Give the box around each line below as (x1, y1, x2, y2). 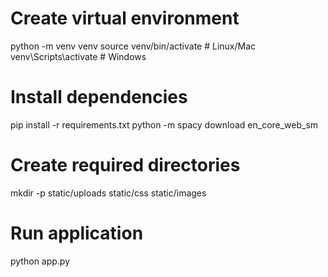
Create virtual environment (10, 7, 240, 30)
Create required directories (10, 154, 241, 177)
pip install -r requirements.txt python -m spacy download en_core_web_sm (10, 118, 319, 131)
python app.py (10, 255, 71, 267)
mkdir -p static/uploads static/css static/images (10, 187, 207, 199)
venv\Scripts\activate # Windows (10, 50, 147, 62)
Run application (10, 222, 144, 244)
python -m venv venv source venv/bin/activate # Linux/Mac (10, 40, 257, 52)
